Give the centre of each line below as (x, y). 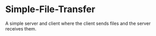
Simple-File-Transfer (50, 9)
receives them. (21, 28)
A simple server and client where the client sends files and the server (78, 23)
